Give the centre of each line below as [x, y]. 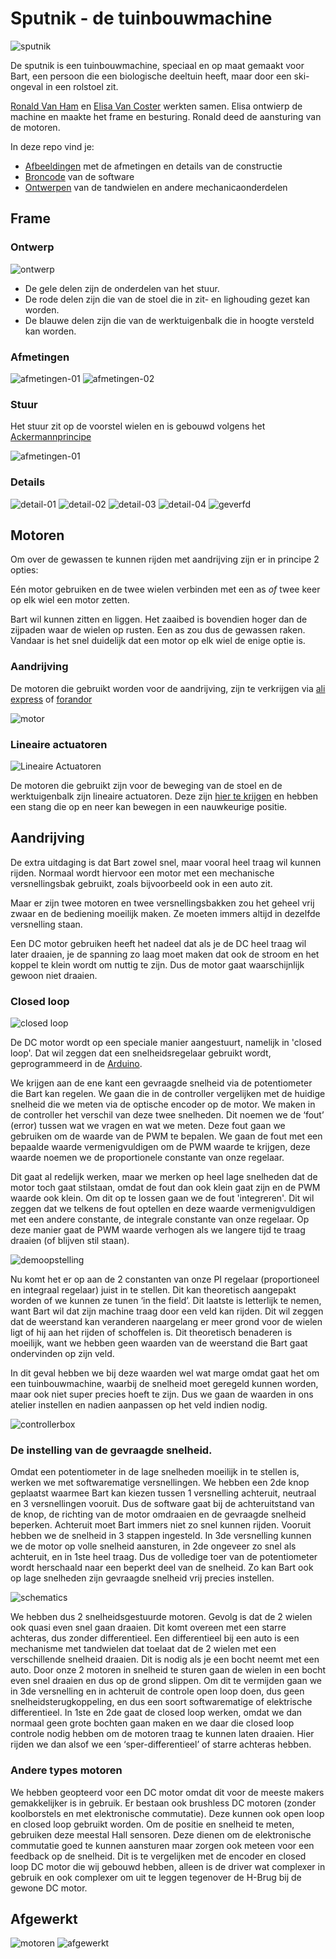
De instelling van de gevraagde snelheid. [111, 1450]
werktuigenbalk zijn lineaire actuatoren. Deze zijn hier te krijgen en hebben [164, 796]
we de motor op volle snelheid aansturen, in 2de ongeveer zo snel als [153, 1546]
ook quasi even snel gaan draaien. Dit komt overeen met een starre [148, 1628]
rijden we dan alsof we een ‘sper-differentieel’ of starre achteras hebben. [161, 1744]
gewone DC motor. [49, 1888]
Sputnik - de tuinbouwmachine [141, 18]
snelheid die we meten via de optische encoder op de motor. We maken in [163, 1104]
